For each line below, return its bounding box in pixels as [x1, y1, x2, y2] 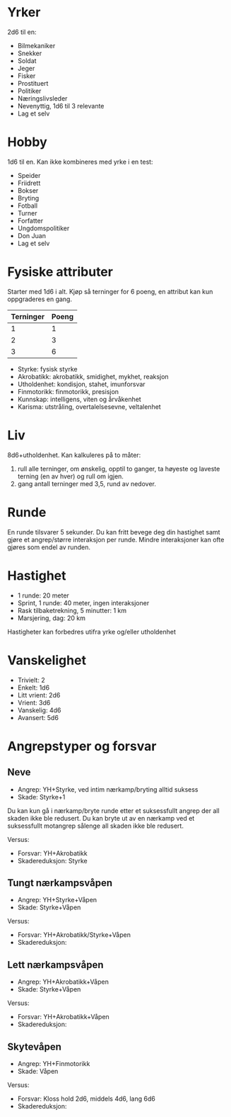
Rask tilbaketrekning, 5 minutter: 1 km [17, 606, 127, 614]
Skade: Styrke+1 [17, 792, 66, 801]
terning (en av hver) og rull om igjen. [17, 472, 124, 481]
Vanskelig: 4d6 [17, 706, 61, 714]
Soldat [17, 56, 37, 64]
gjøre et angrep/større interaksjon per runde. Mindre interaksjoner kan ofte [7, 535, 225, 544]
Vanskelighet [7, 652, 87, 668]
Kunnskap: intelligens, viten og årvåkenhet [17, 395, 141, 403]
